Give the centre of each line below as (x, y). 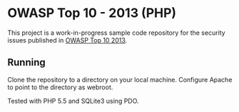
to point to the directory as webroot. (60, 87)
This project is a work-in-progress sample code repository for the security (117, 33)
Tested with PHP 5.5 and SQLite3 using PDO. (73, 101)
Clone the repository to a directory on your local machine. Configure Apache (120, 79)
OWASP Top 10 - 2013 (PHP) (92, 13)
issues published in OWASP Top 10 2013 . (67, 40)
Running (27, 63)
